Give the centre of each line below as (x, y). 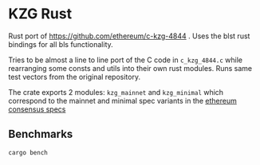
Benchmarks (41, 134)
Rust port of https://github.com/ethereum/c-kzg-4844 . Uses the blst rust (129, 36)
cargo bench (28, 152)
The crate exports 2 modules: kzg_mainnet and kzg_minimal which (116, 92)
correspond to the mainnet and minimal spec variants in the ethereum (123, 100)
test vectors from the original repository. (75, 77)
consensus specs (37, 109)
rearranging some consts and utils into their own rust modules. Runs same (130, 68)
